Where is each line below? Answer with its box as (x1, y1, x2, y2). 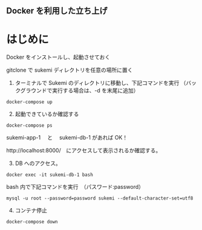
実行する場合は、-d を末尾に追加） (52, 87, 139, 94)
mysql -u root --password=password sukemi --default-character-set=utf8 (6, 195, 194, 201)
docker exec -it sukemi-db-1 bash (6, 172, 94, 178)
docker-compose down (6, 219, 59, 225)
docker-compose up (6, 99, 53, 105)
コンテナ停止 (15, 207, 47, 214)
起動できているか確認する (15, 110, 79, 118)
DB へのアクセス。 (15, 160, 62, 167)
